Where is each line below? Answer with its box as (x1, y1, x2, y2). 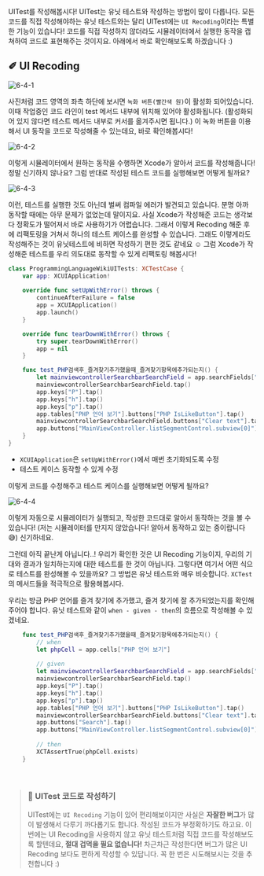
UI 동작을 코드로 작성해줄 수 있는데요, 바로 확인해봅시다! (22, 126, 193, 135)
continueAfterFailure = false (36, 294, 135, 302)
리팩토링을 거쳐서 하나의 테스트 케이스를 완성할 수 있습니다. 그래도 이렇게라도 (16, 229, 251, 238)
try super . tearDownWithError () (36, 337, 139, 345)
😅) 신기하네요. (8, 532, 54, 542)
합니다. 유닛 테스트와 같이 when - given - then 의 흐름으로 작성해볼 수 (28, 605, 245, 615)
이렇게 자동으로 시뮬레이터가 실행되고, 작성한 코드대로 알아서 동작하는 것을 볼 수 (8, 513, 251, 522)
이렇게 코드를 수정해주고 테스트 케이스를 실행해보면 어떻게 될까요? (8, 480, 210, 490)
